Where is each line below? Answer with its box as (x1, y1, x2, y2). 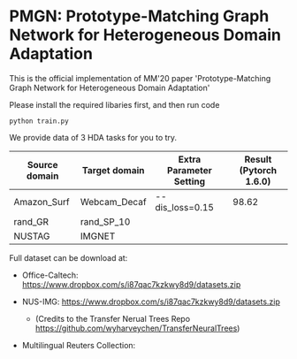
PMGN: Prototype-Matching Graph (9, 6, 270, 27)
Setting (173, 175, 206, 187)
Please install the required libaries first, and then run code (9, 99, 220, 110)
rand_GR (13, 215, 49, 227)
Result (244, 153, 272, 165)
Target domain (82, 164, 145, 176)
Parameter (166, 164, 212, 176)
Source (27, 158, 59, 171)
